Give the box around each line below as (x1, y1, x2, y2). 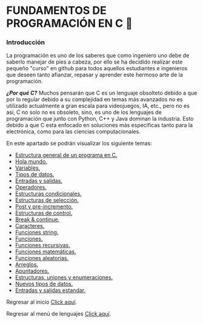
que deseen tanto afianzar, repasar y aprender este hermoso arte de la (6, 71, 183, 79)
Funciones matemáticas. (15, 248, 76, 255)
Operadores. (15, 184, 47, 191)
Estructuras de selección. (15, 196, 79, 204)
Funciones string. (15, 228, 59, 236)
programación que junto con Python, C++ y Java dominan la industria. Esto (6, 115, 194, 122)
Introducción (6, 38, 45, 47)
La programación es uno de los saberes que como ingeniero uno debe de (6, 52, 190, 59)
